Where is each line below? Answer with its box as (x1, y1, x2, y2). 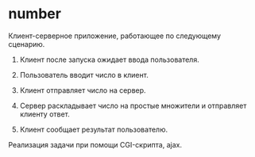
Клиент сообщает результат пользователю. (19, 124, 168, 134)
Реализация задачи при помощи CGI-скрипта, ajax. (8, 140, 183, 149)
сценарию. (8, 39, 45, 48)
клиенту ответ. (19, 109, 70, 119)
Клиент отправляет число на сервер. (19, 85, 146, 95)
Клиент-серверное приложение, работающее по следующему (8, 31, 221, 40)
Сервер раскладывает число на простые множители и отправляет (19, 101, 247, 110)
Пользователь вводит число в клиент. (19, 70, 149, 79)
